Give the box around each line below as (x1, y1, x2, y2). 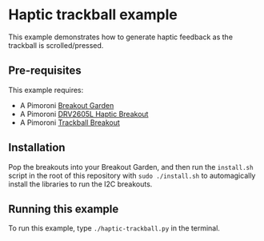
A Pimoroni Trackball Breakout (19, 118, 120, 127)
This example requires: (8, 85, 84, 94)
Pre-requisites (8, 64, 82, 78)
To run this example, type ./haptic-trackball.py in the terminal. (8, 223, 220, 233)
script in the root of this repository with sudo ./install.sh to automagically (8, 171, 256, 180)
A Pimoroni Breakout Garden (19, 100, 114, 110)
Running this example (8, 202, 119, 215)
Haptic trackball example (8, 6, 178, 24)
